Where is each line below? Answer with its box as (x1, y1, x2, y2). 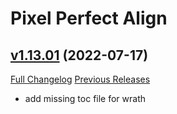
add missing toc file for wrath (24, 93, 147, 104)
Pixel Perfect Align (10, 7, 168, 30)
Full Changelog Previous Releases (10, 73, 151, 85)
